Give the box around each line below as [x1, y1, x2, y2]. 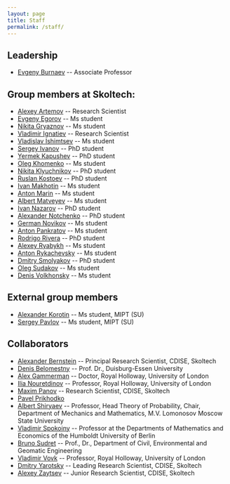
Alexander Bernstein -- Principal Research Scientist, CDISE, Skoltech [17, 356, 217, 365]
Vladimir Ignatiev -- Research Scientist [17, 129, 130, 138]
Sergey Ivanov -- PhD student [17, 145, 104, 152]
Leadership [7, 49, 58, 61]
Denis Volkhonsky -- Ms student [17, 271, 111, 280]
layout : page [7, 10, 46, 18]
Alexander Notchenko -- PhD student [17, 211, 126, 220]
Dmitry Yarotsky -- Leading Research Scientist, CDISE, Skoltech [17, 461, 202, 469]
